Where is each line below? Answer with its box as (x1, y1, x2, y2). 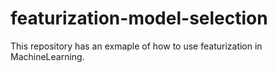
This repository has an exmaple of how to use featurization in (10, 40, 263, 52)
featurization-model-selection (10, 7, 268, 30)
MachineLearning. (10, 50, 85, 62)
